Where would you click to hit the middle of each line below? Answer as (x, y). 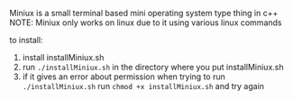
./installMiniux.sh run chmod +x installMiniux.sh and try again (143, 86)
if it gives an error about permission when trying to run (124, 77)
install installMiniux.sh (63, 57)
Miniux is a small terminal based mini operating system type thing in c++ (144, 13)
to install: (26, 40)
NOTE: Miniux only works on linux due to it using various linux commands (146, 23)
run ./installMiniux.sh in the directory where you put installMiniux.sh (153, 67)
